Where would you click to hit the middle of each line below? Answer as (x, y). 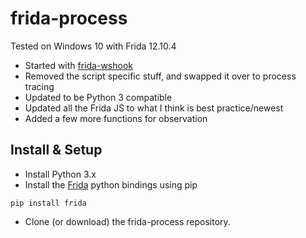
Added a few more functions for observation (116, 118)
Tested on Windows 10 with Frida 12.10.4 (93, 46)
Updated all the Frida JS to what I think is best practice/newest (154, 108)
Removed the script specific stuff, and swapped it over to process (160, 76)
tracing (39, 86)
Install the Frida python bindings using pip (111, 184)
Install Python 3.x (60, 174)
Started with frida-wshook (78, 65)
